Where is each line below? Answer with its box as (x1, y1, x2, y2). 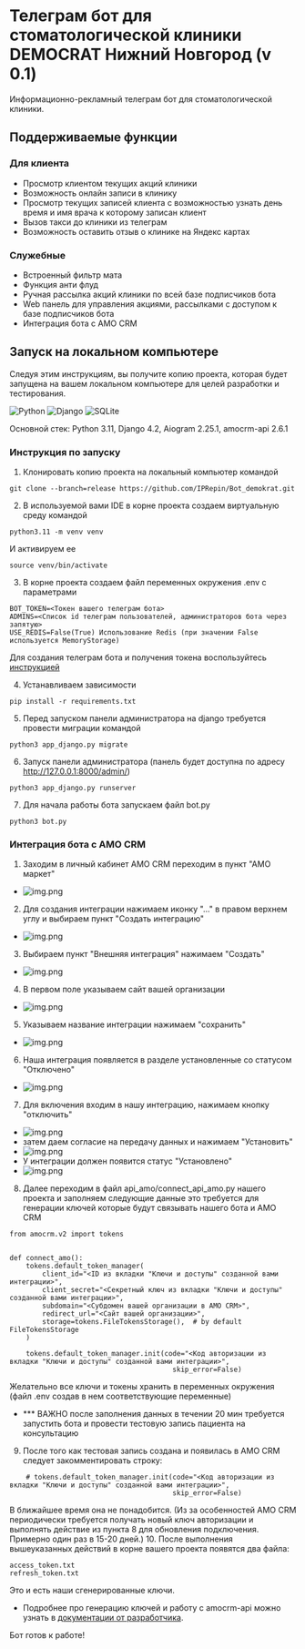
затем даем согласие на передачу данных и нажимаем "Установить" (22, 1136, 293, 1147)
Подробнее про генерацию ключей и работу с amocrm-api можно (22, 1603, 281, 1613)
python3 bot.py (9, 817, 67, 827)
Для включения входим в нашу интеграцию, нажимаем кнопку (22, 1099, 270, 1111)
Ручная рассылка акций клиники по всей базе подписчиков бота (22, 289, 276, 300)
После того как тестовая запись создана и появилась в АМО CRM (22, 1445, 280, 1457)
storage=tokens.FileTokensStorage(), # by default (42, 1318, 243, 1327)
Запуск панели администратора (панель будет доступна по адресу (22, 757, 285, 768)
